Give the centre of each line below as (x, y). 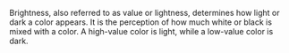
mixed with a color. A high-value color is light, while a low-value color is (141, 31)
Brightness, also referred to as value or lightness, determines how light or (144, 13)
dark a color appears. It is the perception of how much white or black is (141, 22)
